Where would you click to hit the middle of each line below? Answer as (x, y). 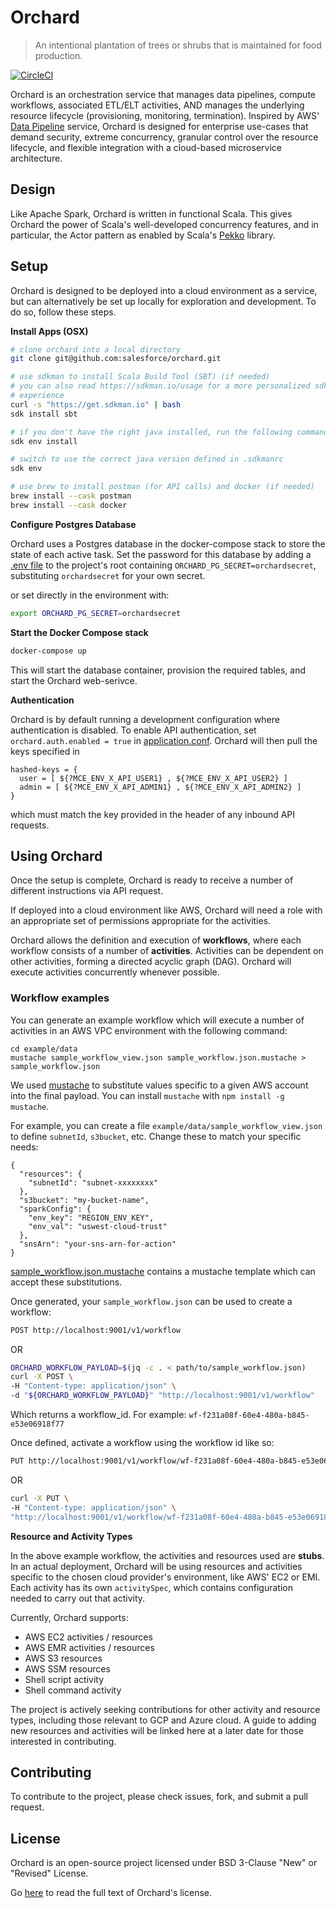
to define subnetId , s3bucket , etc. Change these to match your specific (156, 1136)
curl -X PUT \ (40, 1498)
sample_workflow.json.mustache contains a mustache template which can (163, 1271)
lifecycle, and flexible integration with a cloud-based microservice (146, 147)
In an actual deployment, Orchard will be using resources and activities (156, 1566)
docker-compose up (48, 651)
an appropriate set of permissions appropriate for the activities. (141, 921)
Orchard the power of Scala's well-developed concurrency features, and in (164, 224)
